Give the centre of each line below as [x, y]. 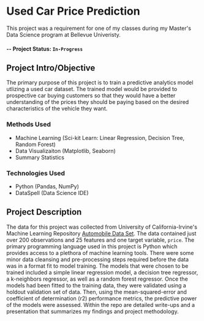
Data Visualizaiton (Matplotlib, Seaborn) [66, 150]
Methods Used [28, 125]
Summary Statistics [40, 157]
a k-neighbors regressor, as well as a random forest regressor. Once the [97, 279]
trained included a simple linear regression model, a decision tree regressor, [102, 272]
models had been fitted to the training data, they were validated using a [96, 285]
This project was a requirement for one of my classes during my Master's [99, 28]
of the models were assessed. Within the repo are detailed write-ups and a [100, 304]
